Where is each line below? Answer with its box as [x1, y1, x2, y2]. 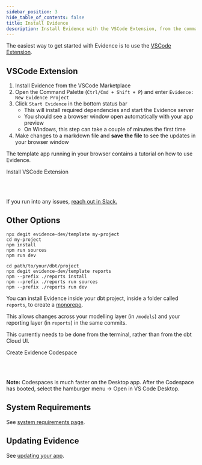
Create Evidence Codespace [6, 349, 78, 356]
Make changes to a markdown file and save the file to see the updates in [14, 132, 196, 139]
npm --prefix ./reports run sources [6, 278, 98, 285]
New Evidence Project [14, 95, 69, 101]
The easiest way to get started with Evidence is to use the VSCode [6, 42, 171, 49]
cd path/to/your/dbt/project [6, 263, 79, 269]
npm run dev [6, 252, 36, 258]
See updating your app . [6, 452, 64, 459]
